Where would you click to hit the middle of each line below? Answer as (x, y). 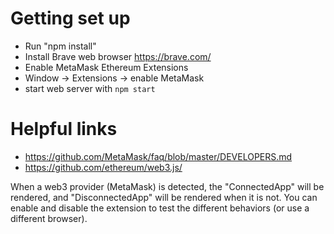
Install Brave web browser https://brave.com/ (118, 56)
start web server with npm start (90, 88)
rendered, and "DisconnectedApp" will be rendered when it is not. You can (164, 197)
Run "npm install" (60, 46)
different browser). (49, 218)
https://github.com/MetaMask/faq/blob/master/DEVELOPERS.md (158, 156)
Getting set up (70, 18)
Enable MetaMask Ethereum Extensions (106, 67)
